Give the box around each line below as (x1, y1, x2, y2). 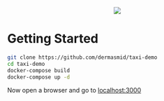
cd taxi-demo (7, 60, 45, 67)
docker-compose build (7, 67, 70, 74)
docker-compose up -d (7, 74, 70, 81)
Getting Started (7, 31, 99, 47)
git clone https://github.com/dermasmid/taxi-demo (7, 53, 158, 61)
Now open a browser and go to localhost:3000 (7, 86, 142, 95)
